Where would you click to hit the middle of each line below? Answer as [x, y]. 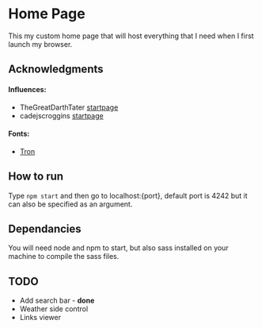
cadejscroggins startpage [62, 115]
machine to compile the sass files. [64, 257]
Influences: [27, 89]
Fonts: [19, 134]
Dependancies [45, 228]
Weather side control [54, 309]
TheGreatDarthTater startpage [69, 107]
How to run [36, 177]
